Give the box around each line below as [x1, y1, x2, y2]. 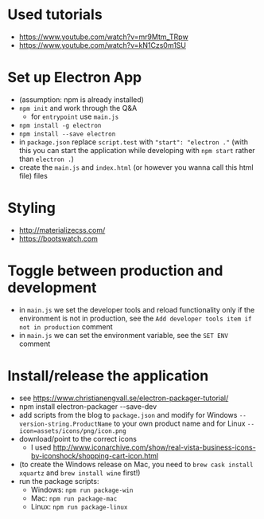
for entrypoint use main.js [30, 112, 119, 121]
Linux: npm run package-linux [30, 501, 128, 511]
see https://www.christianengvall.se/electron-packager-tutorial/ [18, 393, 229, 403]
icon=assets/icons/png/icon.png [18, 427, 126, 435]
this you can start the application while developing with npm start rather [18, 145, 255, 155]
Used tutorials [7, 6, 103, 24]
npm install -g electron [18, 121, 102, 129]
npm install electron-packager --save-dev [18, 401, 157, 411]
